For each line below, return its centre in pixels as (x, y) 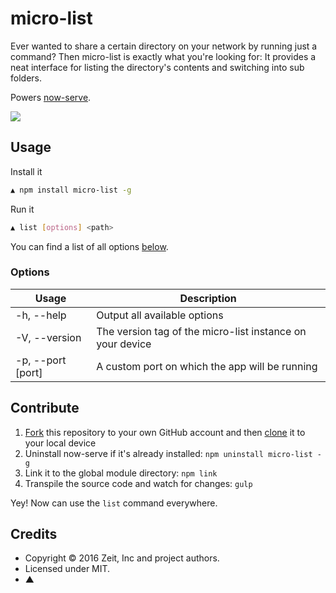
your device (124, 344)
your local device (60, 443)
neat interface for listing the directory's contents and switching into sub (157, 67)
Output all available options (160, 315)
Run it (22, 209)
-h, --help (41, 315)
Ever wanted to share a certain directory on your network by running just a (164, 46)
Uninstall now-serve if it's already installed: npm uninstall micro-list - (173, 453)
